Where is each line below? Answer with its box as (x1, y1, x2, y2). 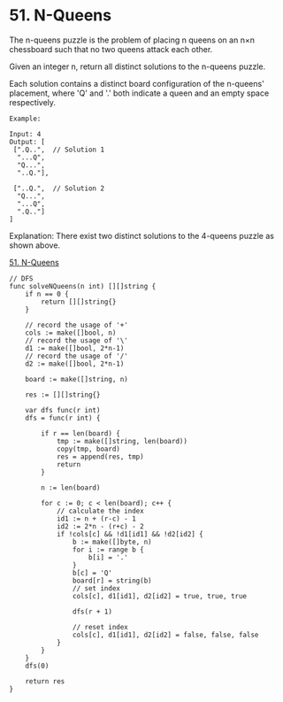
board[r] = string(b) (72, 576, 152, 585)
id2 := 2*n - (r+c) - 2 (56, 521, 144, 531)
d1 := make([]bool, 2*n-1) (25, 343, 125, 352)
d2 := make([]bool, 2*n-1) (25, 359, 125, 368)
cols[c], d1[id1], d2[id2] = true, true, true (72, 591, 248, 600)
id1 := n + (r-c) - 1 (56, 514, 137, 523)
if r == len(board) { (41, 428, 121, 438)
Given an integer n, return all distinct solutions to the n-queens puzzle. (9, 61, 266, 72)
